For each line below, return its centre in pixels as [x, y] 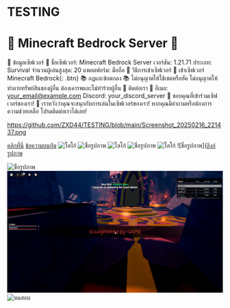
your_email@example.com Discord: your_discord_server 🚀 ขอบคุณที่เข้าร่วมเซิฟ [112, 96]
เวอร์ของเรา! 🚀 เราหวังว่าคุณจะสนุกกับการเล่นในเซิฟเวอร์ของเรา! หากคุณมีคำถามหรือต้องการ [110, 104]
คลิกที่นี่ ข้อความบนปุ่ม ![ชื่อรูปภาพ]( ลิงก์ [111, 145]
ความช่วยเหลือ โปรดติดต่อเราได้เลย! [47, 111]
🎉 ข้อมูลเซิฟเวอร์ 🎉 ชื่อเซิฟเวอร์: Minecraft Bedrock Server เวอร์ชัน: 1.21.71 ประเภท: [110, 62]
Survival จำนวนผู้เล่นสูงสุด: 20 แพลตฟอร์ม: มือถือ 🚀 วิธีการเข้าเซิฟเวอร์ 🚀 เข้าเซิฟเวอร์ [106, 70]
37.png [17, 132]
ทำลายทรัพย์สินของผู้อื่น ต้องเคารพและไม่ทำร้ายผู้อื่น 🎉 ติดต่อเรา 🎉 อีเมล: [88, 88]
